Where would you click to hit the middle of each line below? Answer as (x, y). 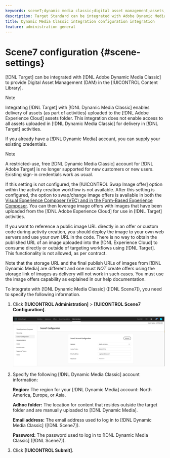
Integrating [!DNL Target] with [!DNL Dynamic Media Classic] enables (77, 108)
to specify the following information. (43, 295)
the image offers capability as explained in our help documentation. (75, 279)
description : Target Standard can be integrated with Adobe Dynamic (79, 16)
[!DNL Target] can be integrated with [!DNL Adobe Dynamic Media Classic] (83, 77)
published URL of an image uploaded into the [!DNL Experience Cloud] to (81, 242)
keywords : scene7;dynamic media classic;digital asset (64, 11)
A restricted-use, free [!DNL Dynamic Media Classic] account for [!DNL (79, 164)
